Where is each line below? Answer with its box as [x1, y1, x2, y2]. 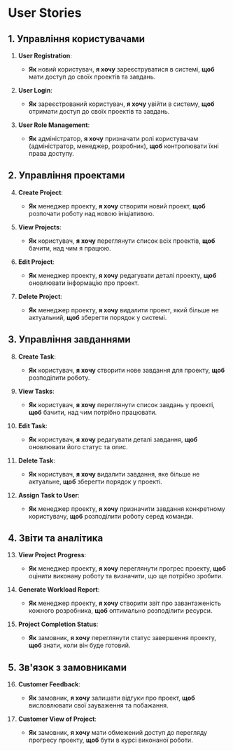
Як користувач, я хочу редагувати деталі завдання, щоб [28, 435, 198, 444]
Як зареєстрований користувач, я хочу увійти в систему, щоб [28, 100, 215, 108]
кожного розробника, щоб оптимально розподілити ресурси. [28, 606, 213, 615]
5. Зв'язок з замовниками [8, 661, 127, 673]
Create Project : [17, 188, 64, 197]
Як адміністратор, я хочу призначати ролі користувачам [28, 135, 199, 142]
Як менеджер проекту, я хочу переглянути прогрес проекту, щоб [28, 564, 226, 573]
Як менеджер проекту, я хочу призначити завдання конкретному [28, 504, 226, 513]
